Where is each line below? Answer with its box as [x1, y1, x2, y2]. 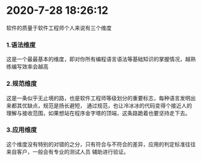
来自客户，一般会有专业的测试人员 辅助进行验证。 [6, 148, 129, 155]
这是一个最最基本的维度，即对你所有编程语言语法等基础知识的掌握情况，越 [6, 55, 191, 63]
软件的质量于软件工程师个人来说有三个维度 [6, 24, 112, 31]
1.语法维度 [6, 40, 36, 49]
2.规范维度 [6, 79, 37, 88]
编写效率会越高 [11, 63, 49, 70]
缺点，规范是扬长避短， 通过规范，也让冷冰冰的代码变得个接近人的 [26, 102, 192, 109]
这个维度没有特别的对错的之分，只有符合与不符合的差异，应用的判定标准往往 [6, 141, 196, 148]
